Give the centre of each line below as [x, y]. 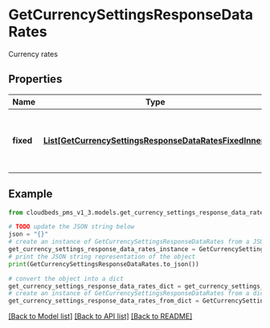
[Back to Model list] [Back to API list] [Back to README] [100, 316]
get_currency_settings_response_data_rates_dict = [95, 286]
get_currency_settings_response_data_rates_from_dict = [104, 301]
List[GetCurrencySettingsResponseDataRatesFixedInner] [155, 140]
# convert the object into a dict [66, 278]
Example [31, 194]
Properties [35, 79]
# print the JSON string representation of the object [102, 257]
